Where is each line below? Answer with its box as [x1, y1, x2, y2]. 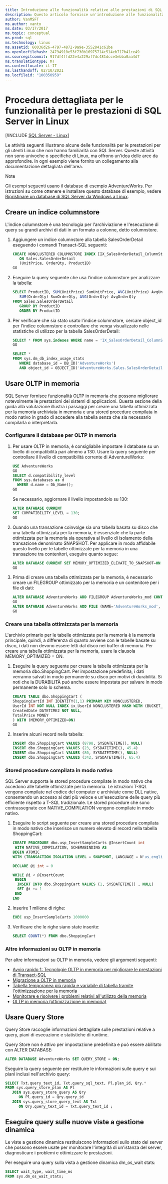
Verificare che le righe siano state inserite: [12, 923, 100, 929]
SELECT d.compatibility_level [12, 473, 76, 478]
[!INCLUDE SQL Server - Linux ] [5, 132, 69, 138]
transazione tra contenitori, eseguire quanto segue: [12, 551, 118, 557]
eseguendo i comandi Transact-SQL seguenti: [12, 242, 107, 248]
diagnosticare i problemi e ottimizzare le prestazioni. [5, 1149, 113, 1155]
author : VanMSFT [5, 17, 39, 22]
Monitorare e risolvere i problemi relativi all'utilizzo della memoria [12, 993, 146, 999]
